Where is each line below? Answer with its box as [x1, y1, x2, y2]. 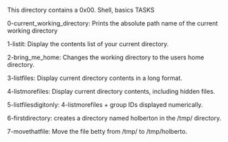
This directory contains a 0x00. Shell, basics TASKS [7, 6, 155, 14]
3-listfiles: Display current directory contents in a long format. [7, 74, 183, 82]
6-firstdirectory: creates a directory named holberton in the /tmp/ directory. [7, 114, 222, 122]
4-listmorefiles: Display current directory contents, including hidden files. [7, 88, 216, 95]
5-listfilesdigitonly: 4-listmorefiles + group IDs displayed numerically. [7, 101, 203, 109]
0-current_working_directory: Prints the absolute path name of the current [7, 19, 218, 27]
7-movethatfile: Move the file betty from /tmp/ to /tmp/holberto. [7, 128, 188, 135]
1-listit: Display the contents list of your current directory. [7, 40, 169, 48]
